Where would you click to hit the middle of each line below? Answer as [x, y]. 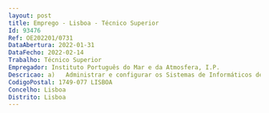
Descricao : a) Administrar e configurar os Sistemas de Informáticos [130, 75]
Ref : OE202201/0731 [41, 38]
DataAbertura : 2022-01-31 [51, 45]
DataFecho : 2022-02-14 [46, 53]
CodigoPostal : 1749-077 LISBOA [60, 82]
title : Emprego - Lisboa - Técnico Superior [84, 23]
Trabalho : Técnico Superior [55, 60]
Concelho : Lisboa [37, 90]
